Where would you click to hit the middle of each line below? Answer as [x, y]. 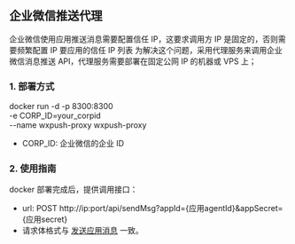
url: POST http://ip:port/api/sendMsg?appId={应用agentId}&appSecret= [152, 209]
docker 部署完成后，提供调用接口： [74, 190]
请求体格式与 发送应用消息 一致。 [82, 231]
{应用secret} [45, 219]
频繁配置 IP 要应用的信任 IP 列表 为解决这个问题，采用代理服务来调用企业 [150, 50]
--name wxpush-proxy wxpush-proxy [78, 125]
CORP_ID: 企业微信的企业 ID [73, 144]
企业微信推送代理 [56, 16]
